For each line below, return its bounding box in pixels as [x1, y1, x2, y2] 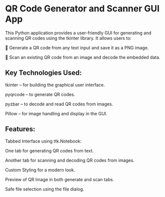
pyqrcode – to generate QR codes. [5, 91, 75, 97]
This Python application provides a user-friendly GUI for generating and [5, 30, 152, 36]
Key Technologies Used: [5, 69, 82, 77]
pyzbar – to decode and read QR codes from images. [5, 101, 113, 107]
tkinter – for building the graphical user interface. [5, 82, 105, 88]
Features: [5, 125, 36, 134]
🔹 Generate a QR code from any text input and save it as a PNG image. [5, 45, 149, 50]
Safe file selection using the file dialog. [5, 186, 84, 192]
